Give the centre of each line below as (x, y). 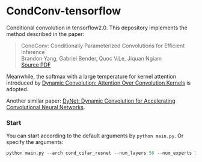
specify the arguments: (35, 142)
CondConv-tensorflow (64, 11)
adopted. (17, 89)
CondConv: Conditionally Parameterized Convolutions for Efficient (103, 46)
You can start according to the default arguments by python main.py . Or (95, 136)
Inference (33, 52)
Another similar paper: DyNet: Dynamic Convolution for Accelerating (91, 101)
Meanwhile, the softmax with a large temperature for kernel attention (91, 76)
